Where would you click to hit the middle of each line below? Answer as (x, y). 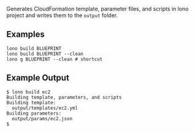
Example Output (38, 78)
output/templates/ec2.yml (45, 108)
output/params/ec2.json (42, 118)
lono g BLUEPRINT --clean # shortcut (55, 59)
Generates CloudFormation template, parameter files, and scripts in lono (97, 9)
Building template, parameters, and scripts (64, 97)
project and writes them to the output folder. (62, 15)
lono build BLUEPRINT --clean (45, 54)
